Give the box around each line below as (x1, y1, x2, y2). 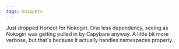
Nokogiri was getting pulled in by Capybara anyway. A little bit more (6, 30, 169, 37)
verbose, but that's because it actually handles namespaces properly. (6, 36, 174, 43)
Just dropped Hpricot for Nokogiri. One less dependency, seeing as (6, 24, 169, 31)
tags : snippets (6, 8, 43, 14)
